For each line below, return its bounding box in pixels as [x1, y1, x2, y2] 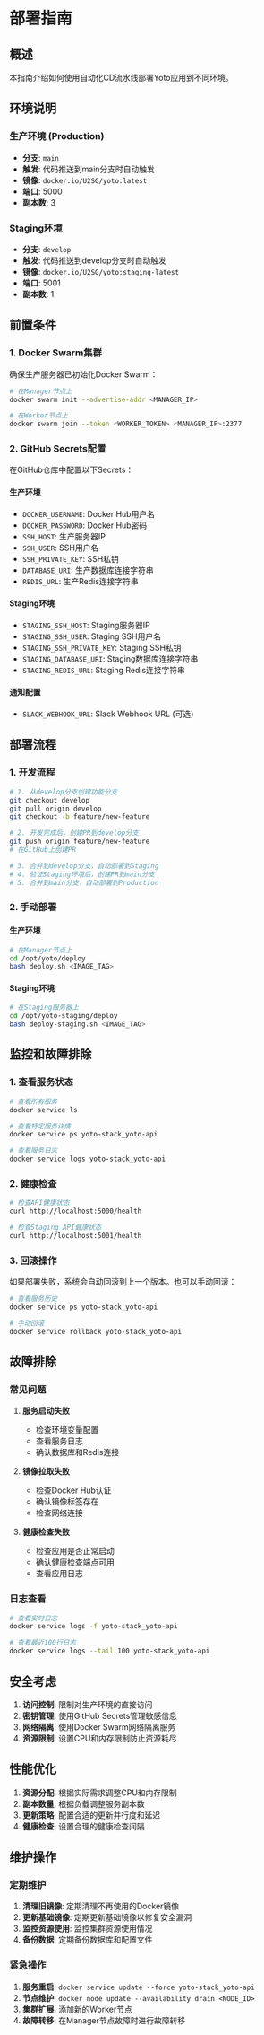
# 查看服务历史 [9, 1294, 58, 1303]
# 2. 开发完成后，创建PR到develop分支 [9, 829, 140, 838]
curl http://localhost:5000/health [9, 1206, 142, 1216]
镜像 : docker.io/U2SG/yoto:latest [21, 174, 148, 185]
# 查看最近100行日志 [9, 1638, 77, 1647]
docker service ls [9, 1105, 78, 1114]
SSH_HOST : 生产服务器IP [21, 531, 106, 541]
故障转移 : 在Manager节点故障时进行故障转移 [21, 2014, 186, 2025]
